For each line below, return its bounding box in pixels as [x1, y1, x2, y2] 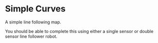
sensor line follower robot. [5, 33, 57, 39]
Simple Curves [5, 3, 66, 14]
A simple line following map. [5, 19, 62, 25]
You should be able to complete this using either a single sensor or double [5, 28, 154, 34]
